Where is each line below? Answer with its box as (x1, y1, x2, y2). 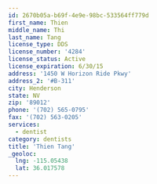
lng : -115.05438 (15, 157, 68, 165)
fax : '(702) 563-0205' (8, 114, 82, 121)
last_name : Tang (8, 33, 61, 41)
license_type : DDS (8, 41, 68, 49)
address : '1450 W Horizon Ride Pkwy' (8, 70, 132, 78)
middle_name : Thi (8, 26, 65, 34)
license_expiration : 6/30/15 (8, 63, 104, 70)
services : (8, 121, 41, 128)
